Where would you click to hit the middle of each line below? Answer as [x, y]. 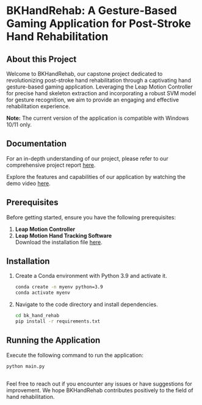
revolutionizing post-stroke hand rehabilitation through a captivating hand [99, 80]
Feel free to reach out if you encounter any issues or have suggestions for [99, 384]
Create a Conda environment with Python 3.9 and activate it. [91, 276]
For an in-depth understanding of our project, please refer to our [88, 158]
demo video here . [28, 183]
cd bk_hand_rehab [37, 316]
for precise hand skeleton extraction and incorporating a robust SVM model [101, 93]
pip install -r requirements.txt [58, 321]
